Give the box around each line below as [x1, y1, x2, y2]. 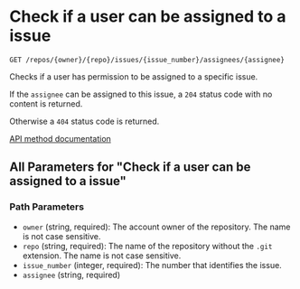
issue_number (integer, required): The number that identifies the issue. [22, 259, 282, 270]
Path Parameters [9, 200, 84, 213]
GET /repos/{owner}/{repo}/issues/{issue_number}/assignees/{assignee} [9, 55, 285, 64]
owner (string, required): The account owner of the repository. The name [22, 221, 291, 232]
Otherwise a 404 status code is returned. [9, 116, 160, 126]
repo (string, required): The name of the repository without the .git [22, 240, 273, 251]
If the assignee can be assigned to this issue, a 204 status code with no [9, 89, 273, 99]
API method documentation [9, 133, 111, 144]
